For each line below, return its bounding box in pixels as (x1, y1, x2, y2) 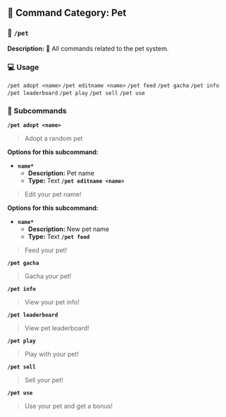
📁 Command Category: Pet (7, 7, 127, 19)
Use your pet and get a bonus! (24, 402, 113, 411)
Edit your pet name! (24, 190, 82, 199)
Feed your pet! (24, 246, 68, 254)
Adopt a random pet (24, 135, 83, 143)
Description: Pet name (27, 169, 95, 178)
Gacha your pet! (24, 272, 72, 280)
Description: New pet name (27, 225, 110, 233)
